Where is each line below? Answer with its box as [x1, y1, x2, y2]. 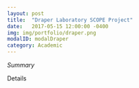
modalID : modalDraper [7, 36, 69, 43]
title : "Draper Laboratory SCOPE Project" [7, 16, 134, 23]
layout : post [7, 10, 45, 17]
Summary [7, 61, 35, 69]
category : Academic [7, 42, 63, 49]
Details [7, 74, 27, 82]
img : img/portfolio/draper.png [7, 29, 97, 36]
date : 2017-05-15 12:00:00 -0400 [7, 23, 109, 30]
